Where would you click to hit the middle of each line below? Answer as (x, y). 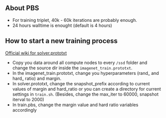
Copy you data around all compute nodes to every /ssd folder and (80, 62)
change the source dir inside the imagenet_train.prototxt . (72, 68)
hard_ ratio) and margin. (37, 78)
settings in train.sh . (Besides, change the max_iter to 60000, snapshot (85, 94)
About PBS (22, 8)
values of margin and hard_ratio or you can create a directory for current (87, 89)
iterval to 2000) (28, 99)
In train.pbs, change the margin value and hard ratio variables (75, 105)
